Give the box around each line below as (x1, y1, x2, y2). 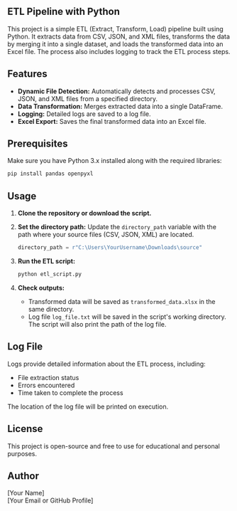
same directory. (28, 305, 75, 313)
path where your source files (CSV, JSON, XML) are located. (17, 231, 194, 239)
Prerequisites (7, 138, 68, 150)
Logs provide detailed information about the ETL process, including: (7, 359, 206, 368)
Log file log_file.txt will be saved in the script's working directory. (28, 312, 227, 321)
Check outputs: (17, 283, 65, 292)
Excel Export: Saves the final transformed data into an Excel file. (17, 117, 207, 125)
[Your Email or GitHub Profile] (7, 496, 94, 505)
